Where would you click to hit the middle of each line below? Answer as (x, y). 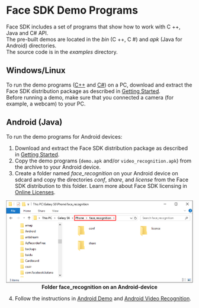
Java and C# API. (27, 33)
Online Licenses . (35, 192)
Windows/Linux (36, 71)
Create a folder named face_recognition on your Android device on (97, 173)
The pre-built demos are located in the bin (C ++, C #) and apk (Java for (94, 39)
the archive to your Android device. (58, 167)
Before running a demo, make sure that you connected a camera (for (90, 97)
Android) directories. (31, 46)
